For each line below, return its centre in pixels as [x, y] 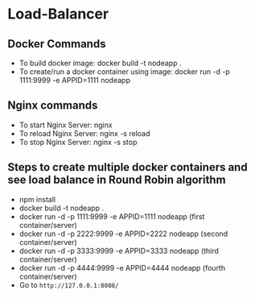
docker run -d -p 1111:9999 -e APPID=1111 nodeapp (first [112, 216]
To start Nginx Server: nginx [66, 125]
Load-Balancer [58, 14]
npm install [37, 199]
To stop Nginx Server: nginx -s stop [78, 142]
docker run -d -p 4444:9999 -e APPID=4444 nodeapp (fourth [122, 267]
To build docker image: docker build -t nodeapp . [100, 63]
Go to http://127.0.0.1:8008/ [69, 285]
